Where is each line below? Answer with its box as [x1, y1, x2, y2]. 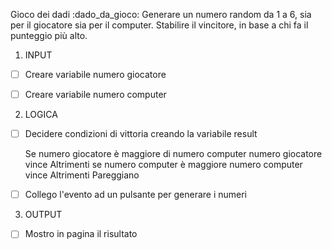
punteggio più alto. [10, 30, 88, 41]
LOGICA [24, 109, 58, 121]
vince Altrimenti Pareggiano [24, 169, 140, 181]
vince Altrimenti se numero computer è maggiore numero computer [24, 159, 303, 171]
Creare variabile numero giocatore [24, 69, 167, 80]
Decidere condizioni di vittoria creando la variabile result [24, 128, 258, 140]
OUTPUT [24, 209, 63, 221]
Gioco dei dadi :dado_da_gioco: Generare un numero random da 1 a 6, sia [10, 9, 312, 20]
